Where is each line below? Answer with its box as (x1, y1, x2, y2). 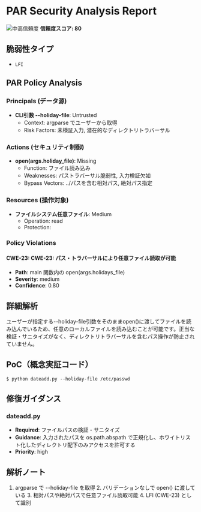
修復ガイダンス (6, 394, 61, 404)
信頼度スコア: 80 (40, 25, 82, 32)
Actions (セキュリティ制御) (6, 143, 85, 151)
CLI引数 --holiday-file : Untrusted (14, 112, 97, 119)
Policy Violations (6, 238, 56, 247)
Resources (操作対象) (6, 196, 69, 204)
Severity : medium (14, 276, 60, 283)
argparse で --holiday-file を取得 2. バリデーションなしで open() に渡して (14, 484, 196, 492)
